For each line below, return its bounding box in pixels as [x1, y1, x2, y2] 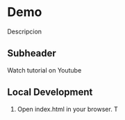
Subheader [7, 47, 57, 59]
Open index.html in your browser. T [17, 105, 118, 113]
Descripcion [7, 27, 42, 36]
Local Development [7, 87, 93, 98]
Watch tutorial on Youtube [7, 66, 82, 74]
